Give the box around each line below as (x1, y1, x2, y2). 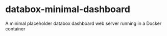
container (5, 25, 26, 31)
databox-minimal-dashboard (5, 4, 130, 15)
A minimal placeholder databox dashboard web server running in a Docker (5, 20, 162, 26)
